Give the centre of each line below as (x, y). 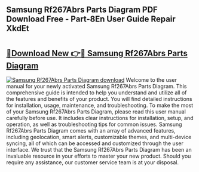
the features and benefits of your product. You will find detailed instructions (99, 99)
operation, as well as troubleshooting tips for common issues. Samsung (94, 124)
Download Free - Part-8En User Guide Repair (91, 19)
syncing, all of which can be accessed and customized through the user (95, 143)
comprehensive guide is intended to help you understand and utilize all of (97, 93)
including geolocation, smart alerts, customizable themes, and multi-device (99, 137)
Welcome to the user (151, 80)
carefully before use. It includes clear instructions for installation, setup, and (100, 118)
